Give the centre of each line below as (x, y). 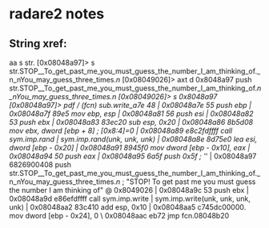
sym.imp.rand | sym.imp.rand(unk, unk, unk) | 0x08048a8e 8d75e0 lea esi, (133, 139)
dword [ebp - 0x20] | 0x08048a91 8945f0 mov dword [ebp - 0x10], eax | (130, 148)
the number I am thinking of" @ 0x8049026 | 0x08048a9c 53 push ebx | (129, 190)
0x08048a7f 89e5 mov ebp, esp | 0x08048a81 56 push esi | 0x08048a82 (131, 114)
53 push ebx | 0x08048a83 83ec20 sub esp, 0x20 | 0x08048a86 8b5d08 (131, 122)
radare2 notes (57, 14)
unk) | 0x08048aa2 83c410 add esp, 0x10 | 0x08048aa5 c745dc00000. (128, 207)
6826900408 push (40, 164)
